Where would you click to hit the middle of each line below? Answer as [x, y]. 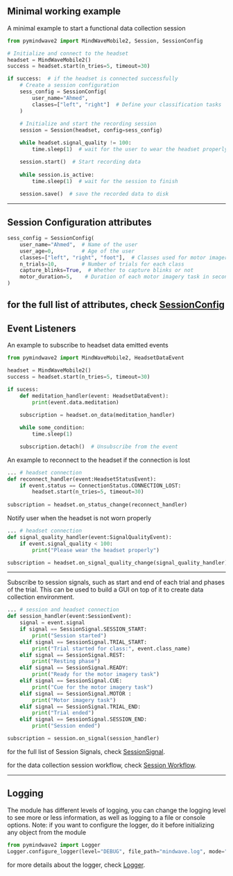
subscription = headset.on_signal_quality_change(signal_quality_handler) [118, 562]
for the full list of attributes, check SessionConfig [116, 305]
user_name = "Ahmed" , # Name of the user [79, 244]
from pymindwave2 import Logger [54, 845]
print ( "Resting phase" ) [66, 662]
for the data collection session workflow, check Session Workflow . [102, 765]
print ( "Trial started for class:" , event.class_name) [111, 649]
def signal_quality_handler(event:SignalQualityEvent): [89, 537]
